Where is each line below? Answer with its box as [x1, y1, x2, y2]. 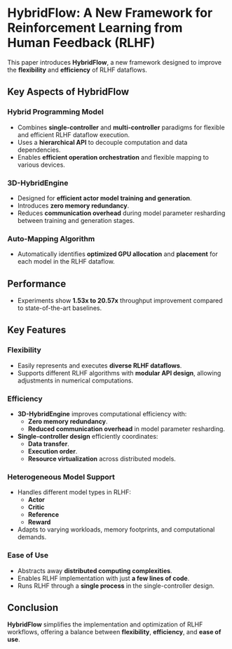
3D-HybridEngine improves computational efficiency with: [17, 410, 187, 418]
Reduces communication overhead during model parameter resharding [17, 209, 226, 217]
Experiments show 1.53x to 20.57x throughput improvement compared [17, 297, 223, 305]
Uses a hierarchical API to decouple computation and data [17, 138, 188, 146]
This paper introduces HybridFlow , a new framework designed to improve [7, 58, 222, 66]
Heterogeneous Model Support [7, 472, 116, 482]
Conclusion [7, 602, 59, 613]
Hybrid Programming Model [7, 107, 104, 117]
